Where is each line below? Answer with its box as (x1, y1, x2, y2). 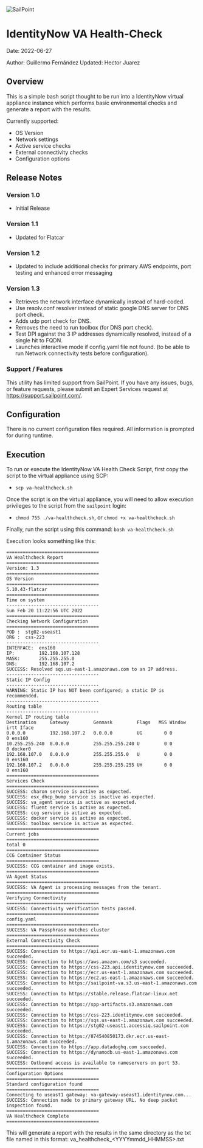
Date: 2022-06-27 (6, 47, 52, 54)
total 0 (6, 842, 26, 848)
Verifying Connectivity (6, 895, 67, 901)
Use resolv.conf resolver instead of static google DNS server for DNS (15, 305, 189, 312)
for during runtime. (6, 432, 53, 439)
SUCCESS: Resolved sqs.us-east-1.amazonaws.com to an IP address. (6, 666, 178, 673)
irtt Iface (6, 725, 34, 731)
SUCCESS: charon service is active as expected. (6, 789, 132, 795)
